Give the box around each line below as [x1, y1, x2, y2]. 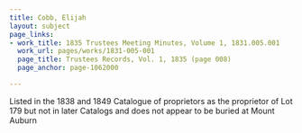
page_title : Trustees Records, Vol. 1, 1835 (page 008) [17, 55, 232, 64]
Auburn [9, 114, 38, 126]
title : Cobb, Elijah [9, 13, 87, 22]
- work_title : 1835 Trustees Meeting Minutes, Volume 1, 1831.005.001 [9, 38, 280, 48]
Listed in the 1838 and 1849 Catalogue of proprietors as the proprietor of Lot [9, 95, 293, 106]
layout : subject [9, 22, 70, 31]
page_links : [9, 30, 54, 39]
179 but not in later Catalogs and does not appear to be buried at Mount [9, 105, 275, 116]
